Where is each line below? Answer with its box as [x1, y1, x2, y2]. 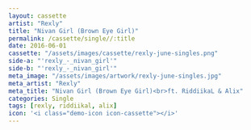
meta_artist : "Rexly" [8, 79, 82, 87]
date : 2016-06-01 [8, 42, 67, 50]
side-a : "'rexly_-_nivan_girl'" [8, 57, 117, 65]
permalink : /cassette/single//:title [8, 34, 136, 43]
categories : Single [8, 94, 74, 103]
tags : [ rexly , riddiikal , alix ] [8, 102, 117, 110]
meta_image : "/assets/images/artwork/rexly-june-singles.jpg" [8, 72, 222, 80]
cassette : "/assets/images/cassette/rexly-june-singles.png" [8, 49, 219, 57]
